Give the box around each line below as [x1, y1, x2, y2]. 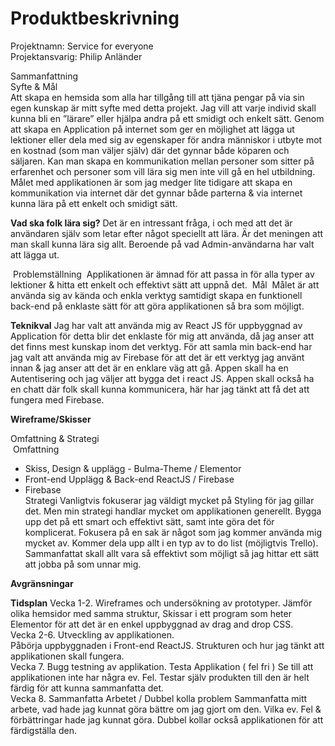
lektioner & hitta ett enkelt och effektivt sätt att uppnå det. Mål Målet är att [10, 278, 320, 291]
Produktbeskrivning [10, 7, 180, 30]
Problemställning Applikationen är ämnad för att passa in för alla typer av [12, 268, 315, 280]
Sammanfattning [10, 70, 79, 82]
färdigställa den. [10, 724, 77, 736]
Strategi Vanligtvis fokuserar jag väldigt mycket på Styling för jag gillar [24, 494, 315, 506]
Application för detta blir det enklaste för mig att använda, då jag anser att [10, 330, 315, 342]
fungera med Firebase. [10, 393, 105, 406]
